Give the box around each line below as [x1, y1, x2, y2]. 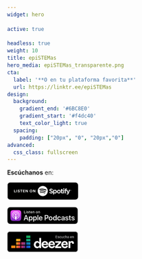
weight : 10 [7, 47, 38, 54]
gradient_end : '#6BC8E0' [19, 105, 91, 113]
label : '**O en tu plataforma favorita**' [13, 76, 137, 83]
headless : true [7, 40, 51, 47]
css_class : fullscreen [13, 148, 78, 156]
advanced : [7, 142, 36, 148]
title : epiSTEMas [7, 55, 57, 62]
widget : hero [7, 11, 45, 18]
